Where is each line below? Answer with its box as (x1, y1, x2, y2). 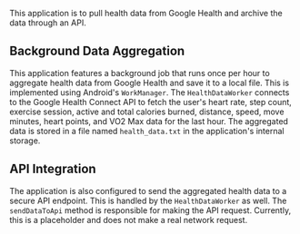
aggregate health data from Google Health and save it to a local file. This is (9, 77, 289, 88)
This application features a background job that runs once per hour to (9, 67, 270, 78)
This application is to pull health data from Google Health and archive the (9, 8, 284, 18)
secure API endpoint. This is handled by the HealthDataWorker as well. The (9, 195, 287, 206)
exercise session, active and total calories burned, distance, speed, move (9, 106, 285, 117)
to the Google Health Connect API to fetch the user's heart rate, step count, (9, 96, 293, 107)
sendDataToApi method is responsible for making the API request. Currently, (9, 204, 292, 216)
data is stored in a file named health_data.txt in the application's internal (9, 125, 285, 136)
